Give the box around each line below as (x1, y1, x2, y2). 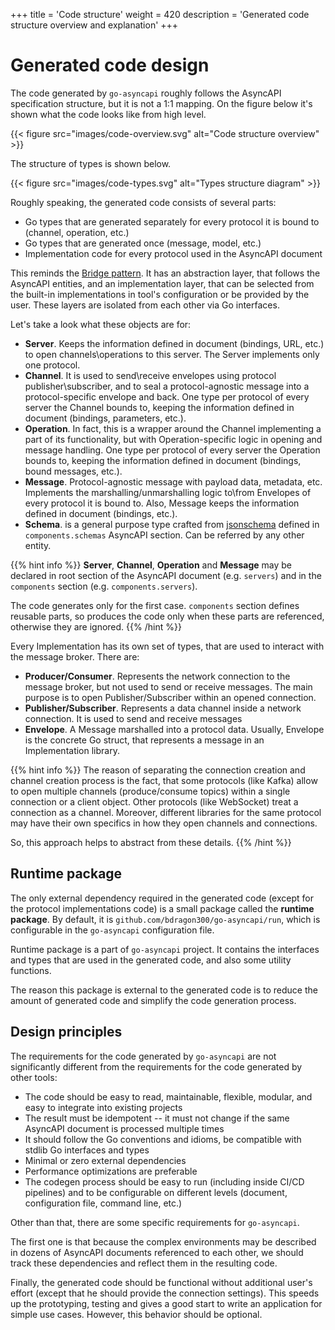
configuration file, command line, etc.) (24, 1197, 183, 1209)
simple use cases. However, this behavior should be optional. (10, 1308, 263, 1320)
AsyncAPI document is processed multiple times (24, 1122, 225, 1134)
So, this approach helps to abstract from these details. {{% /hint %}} (10, 836, 292, 848)
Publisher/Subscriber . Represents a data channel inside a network (24, 702, 302, 714)
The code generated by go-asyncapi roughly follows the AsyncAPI (10, 87, 282, 99)
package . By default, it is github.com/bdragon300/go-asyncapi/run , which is (10, 913, 321, 925)
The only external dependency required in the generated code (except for (10, 892, 314, 904)
